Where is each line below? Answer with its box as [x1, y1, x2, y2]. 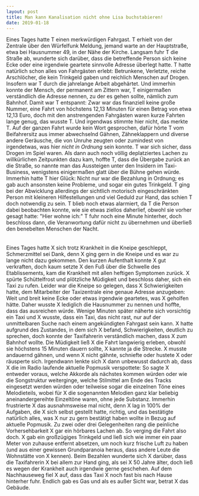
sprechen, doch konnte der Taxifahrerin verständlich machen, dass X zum [6, 333, 187, 340]
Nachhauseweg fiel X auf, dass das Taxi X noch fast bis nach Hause [6, 472, 172, 479]
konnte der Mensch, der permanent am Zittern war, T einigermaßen [6, 87, 171, 94]
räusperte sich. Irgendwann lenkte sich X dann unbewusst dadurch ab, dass [6, 358, 192, 365]
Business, [6, 169, 30, 176]
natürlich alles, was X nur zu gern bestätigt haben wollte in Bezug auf [6, 415, 176, 422]
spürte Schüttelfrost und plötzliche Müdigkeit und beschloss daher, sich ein [6, 276, 191, 283]
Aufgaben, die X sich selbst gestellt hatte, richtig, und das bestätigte [6, 408, 173, 416]
